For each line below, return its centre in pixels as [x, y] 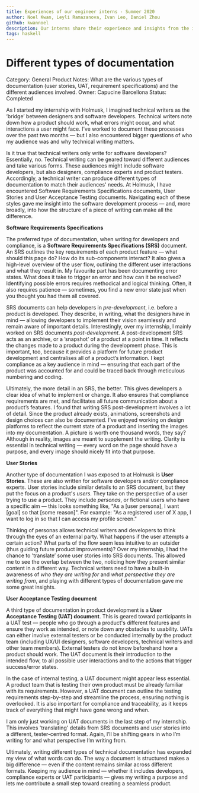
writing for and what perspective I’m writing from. [67, 741]
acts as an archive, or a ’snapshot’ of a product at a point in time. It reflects [97, 339]
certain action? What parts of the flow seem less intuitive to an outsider [93, 543]
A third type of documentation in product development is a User [84, 610]
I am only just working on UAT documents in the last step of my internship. [97, 722]
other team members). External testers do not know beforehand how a [92, 648]
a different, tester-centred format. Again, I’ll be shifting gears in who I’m [93, 734]
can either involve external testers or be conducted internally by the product [99, 636]
